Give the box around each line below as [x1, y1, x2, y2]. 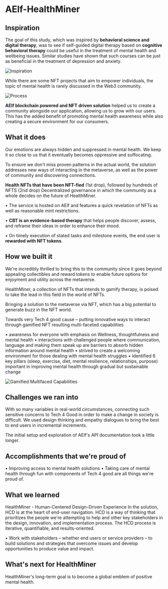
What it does [5, 133, 46, 142]
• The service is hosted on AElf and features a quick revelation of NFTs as [5, 202, 158, 208]
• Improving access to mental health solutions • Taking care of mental [5, 465, 150, 471]
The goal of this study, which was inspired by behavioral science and [5, 37, 149, 43]
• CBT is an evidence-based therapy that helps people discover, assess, [5, 217, 156, 223]
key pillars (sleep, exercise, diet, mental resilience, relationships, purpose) [5, 358, 158, 364]
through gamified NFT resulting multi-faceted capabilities [5, 322, 124, 328]
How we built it [5, 252, 53, 261]
